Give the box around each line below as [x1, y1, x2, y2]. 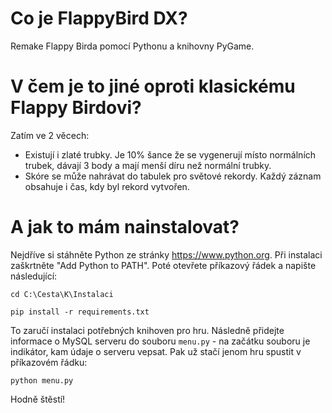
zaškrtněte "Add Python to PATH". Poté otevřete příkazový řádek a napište [10, 259, 317, 271]
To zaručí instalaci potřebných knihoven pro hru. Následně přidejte [10, 324, 285, 336]
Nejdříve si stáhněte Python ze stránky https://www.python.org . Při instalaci [10, 248, 323, 261]
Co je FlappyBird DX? [10, 7, 188, 30]
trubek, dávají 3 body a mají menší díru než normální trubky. [24, 159, 272, 171]
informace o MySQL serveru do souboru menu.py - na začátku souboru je [10, 335, 311, 347]
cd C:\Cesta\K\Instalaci [10, 289, 114, 299]
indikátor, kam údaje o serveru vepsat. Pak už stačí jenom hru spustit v [10, 345, 302, 357]
